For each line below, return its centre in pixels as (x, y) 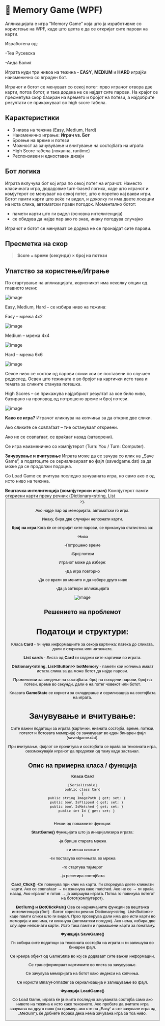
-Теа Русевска (20, 53)
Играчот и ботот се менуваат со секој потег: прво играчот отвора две (79, 87)
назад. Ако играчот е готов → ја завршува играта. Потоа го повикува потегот (82, 894)
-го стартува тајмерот (82, 867)
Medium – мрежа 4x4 (27, 335)
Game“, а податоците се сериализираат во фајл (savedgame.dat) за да (78, 461)
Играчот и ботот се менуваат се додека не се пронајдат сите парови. (78, 228)
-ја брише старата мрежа (82, 841)
